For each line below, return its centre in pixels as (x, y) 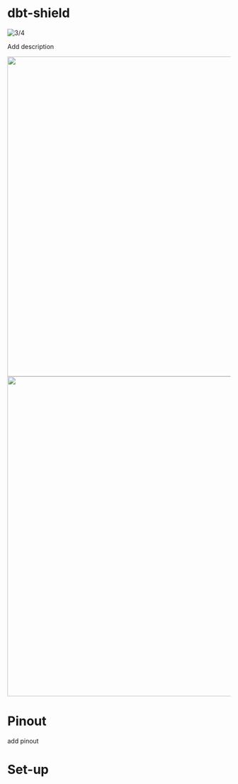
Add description (31, 46)
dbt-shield (39, 13)
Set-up (28, 770)
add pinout (23, 741)
